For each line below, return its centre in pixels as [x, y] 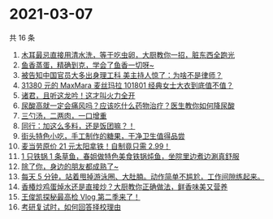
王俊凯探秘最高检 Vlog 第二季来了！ [80, 196]
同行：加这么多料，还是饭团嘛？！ [78, 126]
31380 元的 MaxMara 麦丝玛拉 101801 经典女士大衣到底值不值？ [127, 85]
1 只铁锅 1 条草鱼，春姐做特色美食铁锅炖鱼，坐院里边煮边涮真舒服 [130, 156]
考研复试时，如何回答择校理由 [71, 207]
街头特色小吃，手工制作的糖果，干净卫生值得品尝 [103, 135]
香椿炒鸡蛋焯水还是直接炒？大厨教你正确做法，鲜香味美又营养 [124, 187]
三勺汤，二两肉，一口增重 [64, 115]
